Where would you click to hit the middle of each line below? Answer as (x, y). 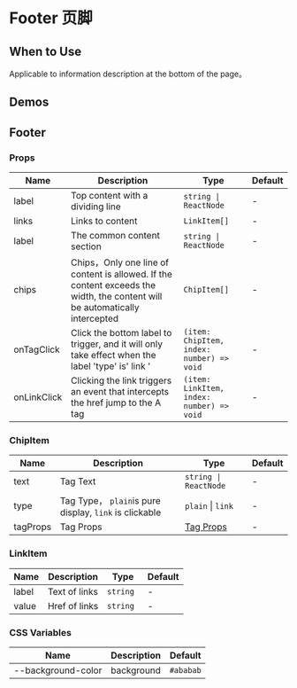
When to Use (46, 51)
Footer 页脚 (51, 18)
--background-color (58, 670)
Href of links (73, 606)
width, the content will (116, 296)
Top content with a (109, 196)
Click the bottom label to (121, 333)
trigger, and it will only (117, 344)
